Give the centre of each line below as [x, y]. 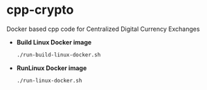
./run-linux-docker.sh [49, 80]
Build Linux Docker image [54, 42]
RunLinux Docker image [52, 68]
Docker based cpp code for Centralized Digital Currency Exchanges [103, 29]
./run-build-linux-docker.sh [58, 55]
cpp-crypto [40, 10]
